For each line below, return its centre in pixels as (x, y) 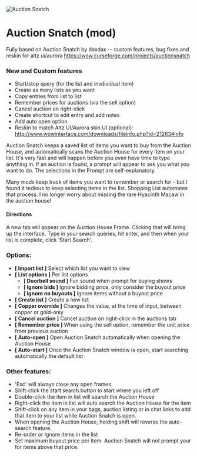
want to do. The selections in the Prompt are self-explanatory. (81, 171)
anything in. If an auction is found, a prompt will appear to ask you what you (98, 164)
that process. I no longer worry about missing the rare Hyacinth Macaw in (95, 194)
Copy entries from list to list (48, 96)
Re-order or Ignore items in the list (56, 435)
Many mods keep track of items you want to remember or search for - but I (97, 182)
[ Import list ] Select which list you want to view (72, 268)
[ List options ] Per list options (51, 274)
